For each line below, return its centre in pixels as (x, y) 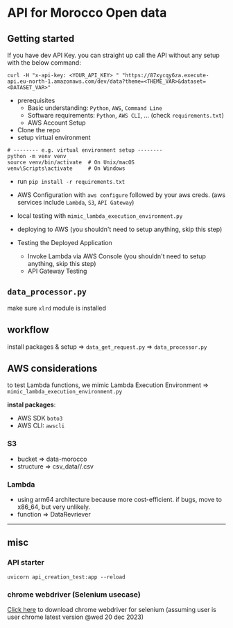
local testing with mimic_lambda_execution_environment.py (100, 216)
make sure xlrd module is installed (57, 308)
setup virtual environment (54, 138)
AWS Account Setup (57, 123)
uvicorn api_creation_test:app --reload (67, 577)
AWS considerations (52, 369)
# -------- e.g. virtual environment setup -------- (85, 150)
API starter (26, 563)
